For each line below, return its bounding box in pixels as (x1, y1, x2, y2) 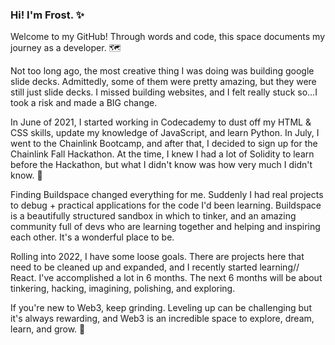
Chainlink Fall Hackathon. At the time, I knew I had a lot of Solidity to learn (10, 148, 315, 160)
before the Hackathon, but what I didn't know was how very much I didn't (10, 159, 313, 171)
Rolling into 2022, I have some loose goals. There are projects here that (10, 251, 305, 263)
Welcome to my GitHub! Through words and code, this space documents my (10, 31, 326, 43)
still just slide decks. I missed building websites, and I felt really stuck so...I (10, 86, 318, 98)
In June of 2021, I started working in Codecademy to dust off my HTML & (10, 116, 312, 128)
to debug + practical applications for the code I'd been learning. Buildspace (10, 199, 322, 212)
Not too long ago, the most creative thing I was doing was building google (10, 65, 315, 77)
